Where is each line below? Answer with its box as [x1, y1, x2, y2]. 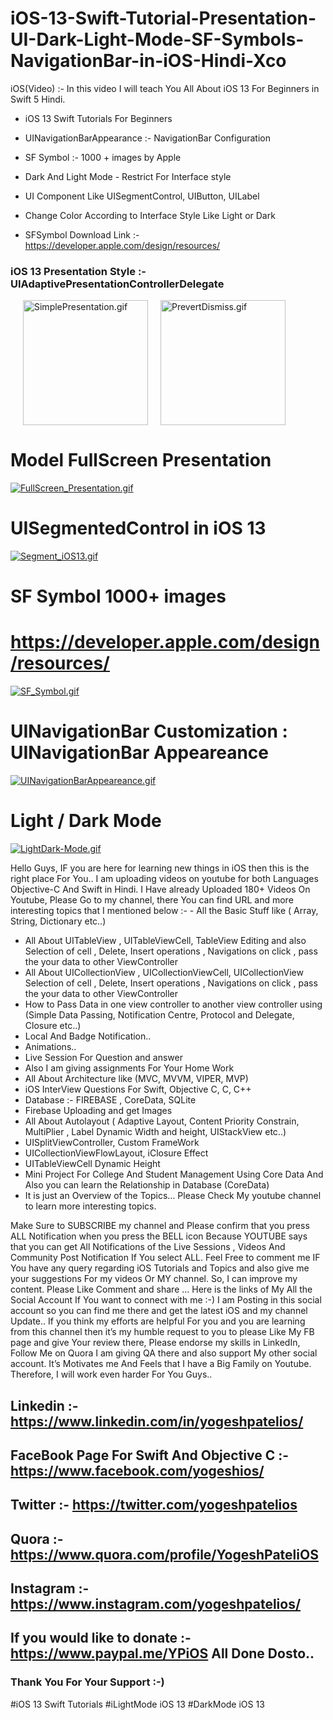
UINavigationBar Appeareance [10, 742, 269, 764]
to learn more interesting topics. [24, 1200, 157, 1212]
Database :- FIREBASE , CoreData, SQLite [24, 1094, 197, 1106]
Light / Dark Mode [10, 810, 162, 832]
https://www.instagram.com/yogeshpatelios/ [10, 1596, 302, 1613]
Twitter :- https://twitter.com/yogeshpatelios [10, 1497, 298, 1514]
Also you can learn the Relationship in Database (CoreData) [24, 1179, 270, 1191]
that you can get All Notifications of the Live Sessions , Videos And [10, 1241, 286, 1253]
